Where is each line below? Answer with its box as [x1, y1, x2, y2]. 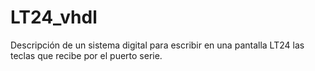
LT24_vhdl [10, 6, 98, 29]
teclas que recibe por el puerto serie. [10, 49, 163, 61]
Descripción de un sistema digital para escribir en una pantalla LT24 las [10, 39, 305, 51]
